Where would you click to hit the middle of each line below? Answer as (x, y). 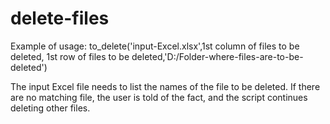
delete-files (60, 18)
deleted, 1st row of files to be (70, 56)
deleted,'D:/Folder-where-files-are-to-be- (217, 56)
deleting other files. (50, 108)
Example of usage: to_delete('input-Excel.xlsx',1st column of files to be (155, 46)
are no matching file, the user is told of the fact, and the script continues (159, 97)
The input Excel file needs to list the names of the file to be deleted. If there (165, 86)
